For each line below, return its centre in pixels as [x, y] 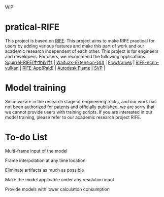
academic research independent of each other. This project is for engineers [82, 51]
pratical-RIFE [33, 27]
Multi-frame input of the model [36, 151]
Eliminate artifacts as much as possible [45, 170]
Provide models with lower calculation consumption [57, 189]
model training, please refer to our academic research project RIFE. [73, 117]
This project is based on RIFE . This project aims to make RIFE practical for [80, 40]
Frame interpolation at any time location [45, 160]
